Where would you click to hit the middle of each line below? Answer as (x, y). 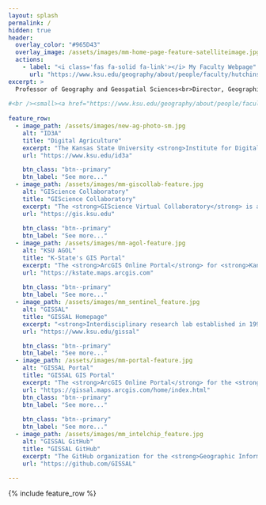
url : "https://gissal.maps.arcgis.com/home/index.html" (117, 390)
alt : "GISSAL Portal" (58, 368)
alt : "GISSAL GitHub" (58, 441)
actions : (30, 60)
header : (21, 38)
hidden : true (30, 30)
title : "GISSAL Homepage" (65, 317)
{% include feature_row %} (52, 494)
